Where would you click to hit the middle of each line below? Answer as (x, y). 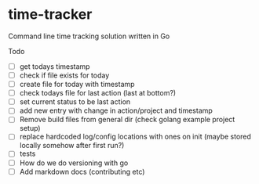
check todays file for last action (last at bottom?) (98, 93)
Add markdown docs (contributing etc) (82, 171)
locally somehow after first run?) (72, 146)
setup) (30, 128)
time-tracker (50, 14)
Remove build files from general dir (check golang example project (127, 120)
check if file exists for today (64, 75)
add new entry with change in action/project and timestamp (116, 110)
